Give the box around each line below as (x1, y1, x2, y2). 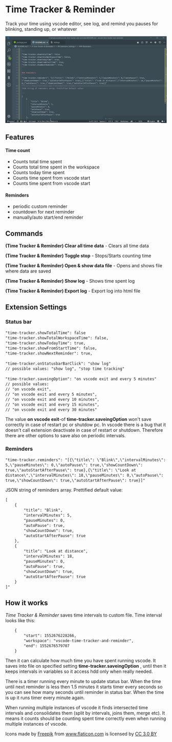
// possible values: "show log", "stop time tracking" (5, 366, 125, 371)
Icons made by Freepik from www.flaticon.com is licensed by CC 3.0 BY (5, 731, 157, 737)
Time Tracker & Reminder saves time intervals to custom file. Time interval (5, 612, 162, 618)
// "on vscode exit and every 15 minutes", (5, 402, 100, 407)
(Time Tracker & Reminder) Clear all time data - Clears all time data (5, 243, 149, 249)
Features (5, 133, 34, 142)
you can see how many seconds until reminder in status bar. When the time (5, 689, 164, 695)
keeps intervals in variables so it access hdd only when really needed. (5, 668, 153, 674)
